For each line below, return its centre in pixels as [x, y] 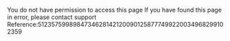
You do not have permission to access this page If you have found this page [114, 10]
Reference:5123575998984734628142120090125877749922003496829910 [115, 24]
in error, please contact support [52, 17]
